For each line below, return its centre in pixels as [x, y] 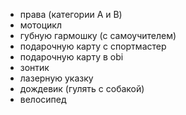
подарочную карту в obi [71, 57]
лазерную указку [56, 78]
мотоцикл [40, 25]
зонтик [34, 67]
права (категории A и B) [71, 14]
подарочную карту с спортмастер [93, 46]
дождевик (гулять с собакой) [82, 88]
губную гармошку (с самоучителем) [98, 35]
